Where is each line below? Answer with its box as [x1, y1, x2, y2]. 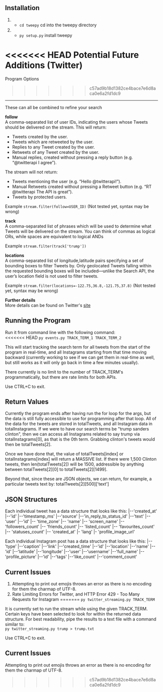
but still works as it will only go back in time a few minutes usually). [5, 359, 139, 365]
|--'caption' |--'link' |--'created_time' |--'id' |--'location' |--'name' [17, 543, 149, 549]
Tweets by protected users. [12, 194, 67, 200]
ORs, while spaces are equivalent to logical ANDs [5, 233, 104, 239]
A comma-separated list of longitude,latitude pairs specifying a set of [5, 258, 144, 263]
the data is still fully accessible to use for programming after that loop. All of [5, 416, 157, 422]
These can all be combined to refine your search [5, 104, 102, 110]
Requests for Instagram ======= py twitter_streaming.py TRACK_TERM [12, 597, 155, 602]
